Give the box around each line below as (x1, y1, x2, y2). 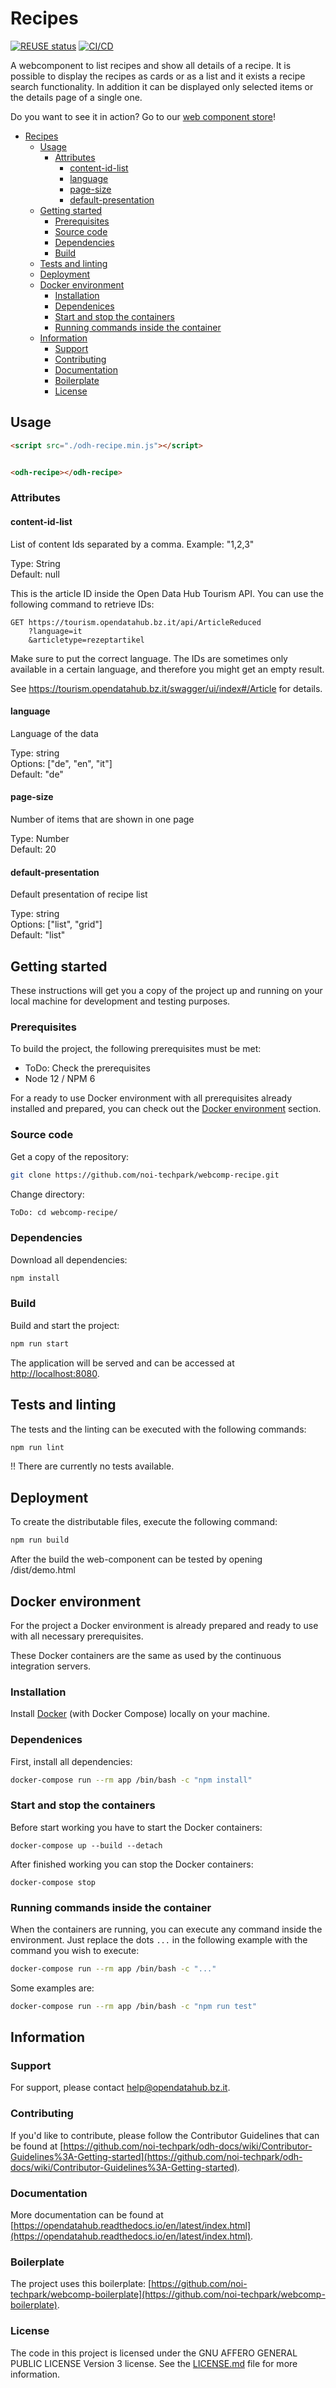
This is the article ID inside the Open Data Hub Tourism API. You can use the (10, 587, 325, 599)
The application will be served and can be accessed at (10, 1357, 235, 1369)
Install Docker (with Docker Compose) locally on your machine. (10, 1708, 270, 1720)
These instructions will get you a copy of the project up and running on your (10, 985, 323, 997)
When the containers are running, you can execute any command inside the (10, 1923, 323, 1935)
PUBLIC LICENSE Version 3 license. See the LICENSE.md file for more (10, 2357, 298, 2369)
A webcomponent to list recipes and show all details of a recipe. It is (10, 59, 292, 71)
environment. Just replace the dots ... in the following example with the (10, 1933, 308, 1946)
